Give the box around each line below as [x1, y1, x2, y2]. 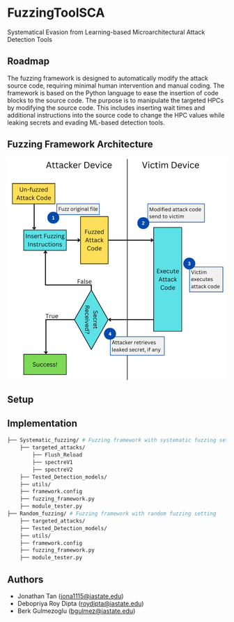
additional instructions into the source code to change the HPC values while [7, 111, 225, 119]
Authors [7, 573, 44, 585]
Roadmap [7, 56, 50, 67]
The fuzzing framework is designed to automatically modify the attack [7, 74, 209, 82]
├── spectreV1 [32, 458, 73, 465]
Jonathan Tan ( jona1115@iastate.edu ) [17, 591, 124, 600]
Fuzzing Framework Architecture [7, 138, 153, 150]
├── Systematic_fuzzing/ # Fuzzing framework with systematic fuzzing [7, 437, 217, 444]
